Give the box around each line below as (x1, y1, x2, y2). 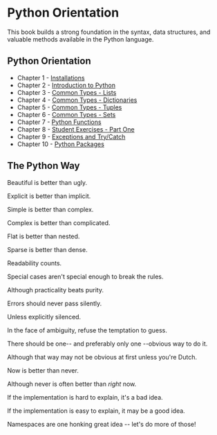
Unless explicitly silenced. (7, 312, 82, 321)
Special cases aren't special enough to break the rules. (7, 272, 164, 281)
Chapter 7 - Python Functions (17, 118, 102, 126)
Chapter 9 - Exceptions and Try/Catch (17, 132, 126, 141)
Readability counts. (7, 258, 62, 267)
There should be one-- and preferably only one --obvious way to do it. (7, 339, 208, 348)
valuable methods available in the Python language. (7, 35, 154, 43)
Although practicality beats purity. (7, 285, 104, 294)
